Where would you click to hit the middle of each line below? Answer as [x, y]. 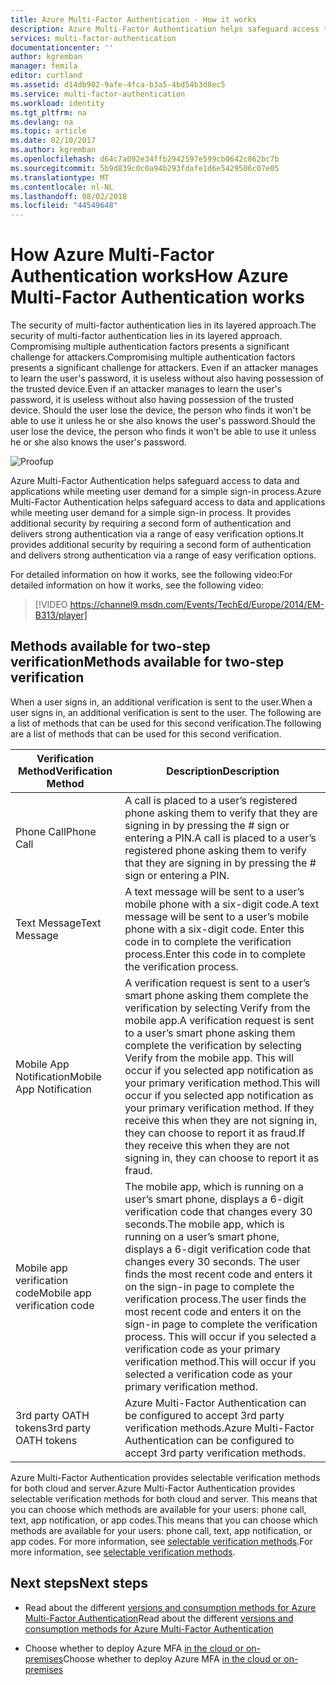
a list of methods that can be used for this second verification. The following [166, 723]
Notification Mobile [58, 1076]
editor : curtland [46, 76]
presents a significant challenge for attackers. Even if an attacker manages [164, 368]
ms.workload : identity [57, 103]
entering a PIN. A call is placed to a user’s [220, 838]
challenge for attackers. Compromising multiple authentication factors [153, 357]
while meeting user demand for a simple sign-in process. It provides [151, 513]
